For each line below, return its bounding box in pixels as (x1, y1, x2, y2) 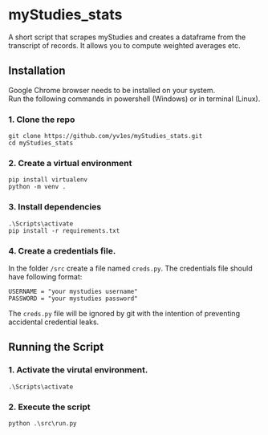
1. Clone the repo (8, 114, 75, 125)
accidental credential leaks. (8, 317, 99, 327)
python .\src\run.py (8, 419, 78, 427)
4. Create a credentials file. (8, 245, 116, 256)
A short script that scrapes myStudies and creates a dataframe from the (8, 32, 246, 42)
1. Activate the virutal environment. (8, 364, 148, 376)
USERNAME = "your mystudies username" (8, 287, 138, 295)
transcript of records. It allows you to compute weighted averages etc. (8, 40, 241, 50)
